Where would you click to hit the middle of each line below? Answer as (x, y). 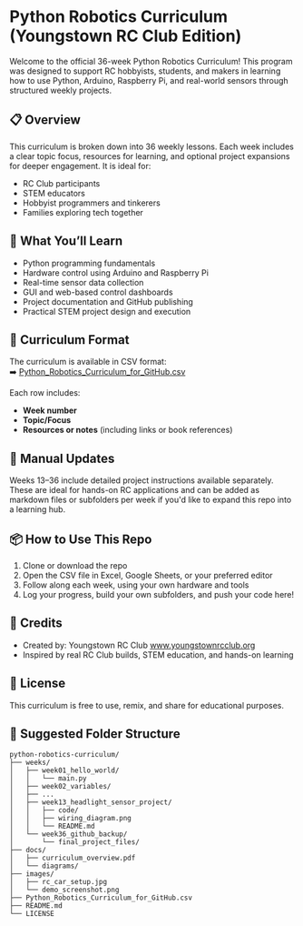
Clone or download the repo (75, 565)
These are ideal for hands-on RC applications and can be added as (135, 490)
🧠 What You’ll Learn (66, 242)
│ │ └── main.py (49, 779)
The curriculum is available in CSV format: (88, 362)
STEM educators (54, 193)
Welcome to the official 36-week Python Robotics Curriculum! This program (151, 61)
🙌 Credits (36, 624)
